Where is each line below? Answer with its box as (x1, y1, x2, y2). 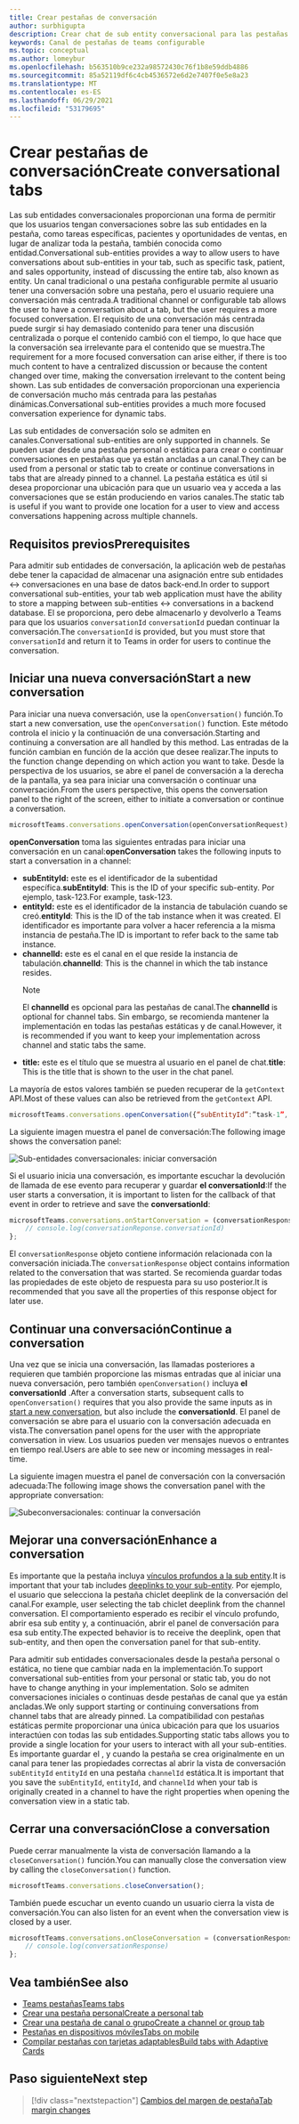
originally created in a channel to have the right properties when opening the (9, 1786, 290, 1796)
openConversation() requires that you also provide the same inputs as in (9, 1397, 273, 1407)
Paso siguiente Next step (9, 2071, 149, 2087)
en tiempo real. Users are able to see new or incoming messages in (9, 1444, 254, 1455)
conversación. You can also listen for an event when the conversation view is (9, 1907, 289, 1917)
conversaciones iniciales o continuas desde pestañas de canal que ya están (9, 1691, 288, 1702)
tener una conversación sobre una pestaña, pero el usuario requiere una (9, 286, 274, 296)
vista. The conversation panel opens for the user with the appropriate (9, 1425, 261, 1436)
